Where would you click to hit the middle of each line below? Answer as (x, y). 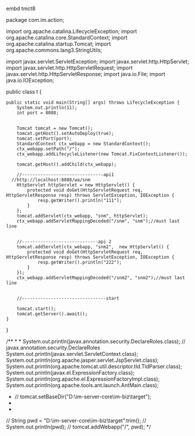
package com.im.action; (35, 20)
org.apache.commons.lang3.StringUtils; (54, 50)
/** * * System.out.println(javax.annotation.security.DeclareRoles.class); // (96, 341)
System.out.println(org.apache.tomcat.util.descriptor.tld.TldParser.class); (94, 366)
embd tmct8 (21, 9)
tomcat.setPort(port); (44, 138)
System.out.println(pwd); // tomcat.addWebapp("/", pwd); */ (78, 427)
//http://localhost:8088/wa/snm (51, 180)
